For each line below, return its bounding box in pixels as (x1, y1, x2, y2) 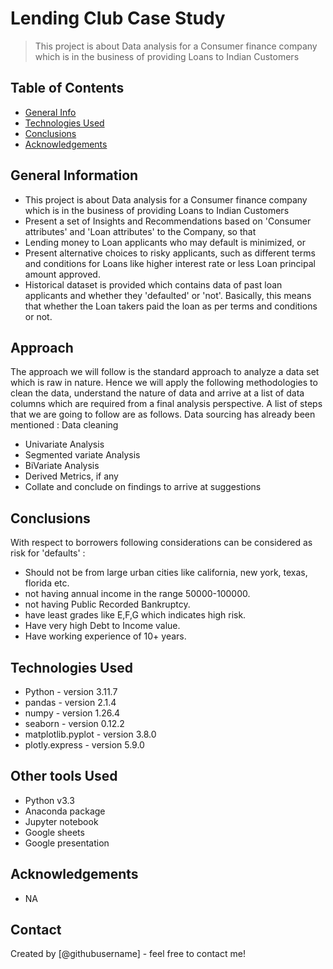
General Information (10, 167, 139, 184)
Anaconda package (24, 805, 106, 817)
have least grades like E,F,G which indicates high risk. (24, 609, 247, 621)
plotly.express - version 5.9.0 (24, 739, 145, 751)
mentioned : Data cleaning (10, 419, 119, 431)
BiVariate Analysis (24, 460, 100, 472)
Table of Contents (10, 80, 125, 97)
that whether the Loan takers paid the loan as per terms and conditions (24, 300, 318, 312)
